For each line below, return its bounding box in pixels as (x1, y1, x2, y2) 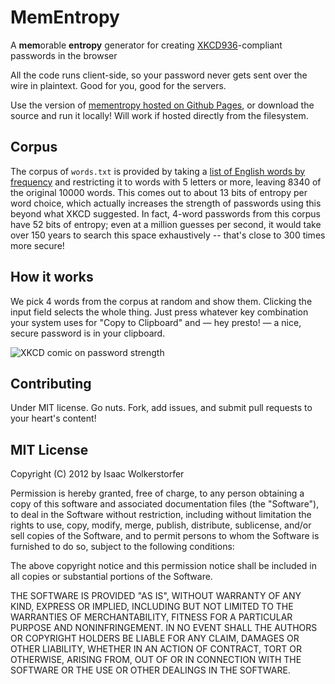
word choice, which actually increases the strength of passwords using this (10, 197, 322, 209)
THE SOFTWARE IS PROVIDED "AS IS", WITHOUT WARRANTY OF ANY (10, 590, 302, 602)
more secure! (10, 239, 65, 251)
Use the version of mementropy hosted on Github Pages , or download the (10, 99, 315, 111)
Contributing (10, 375, 92, 392)
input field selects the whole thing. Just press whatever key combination (10, 306, 309, 318)
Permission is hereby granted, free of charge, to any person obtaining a (10, 487, 305, 500)
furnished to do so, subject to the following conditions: (10, 541, 235, 553)
